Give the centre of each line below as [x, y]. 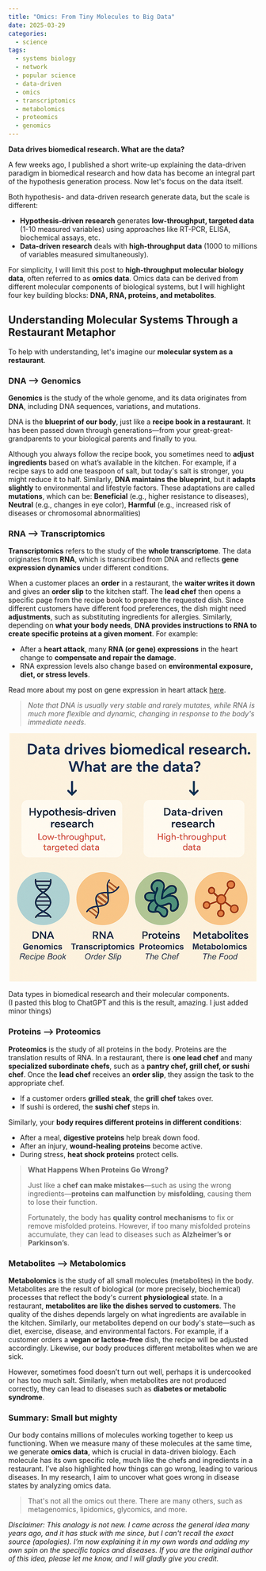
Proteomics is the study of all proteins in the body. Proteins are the [118, 1049]
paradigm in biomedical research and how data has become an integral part [132, 173]
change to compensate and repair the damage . [98, 658]
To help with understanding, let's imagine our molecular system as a [121, 351]
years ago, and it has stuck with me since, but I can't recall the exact [121, 1534]
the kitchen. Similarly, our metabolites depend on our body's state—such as [132, 1323]
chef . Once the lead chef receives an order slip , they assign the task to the [131, 1074]
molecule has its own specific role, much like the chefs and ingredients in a [131, 1461]
